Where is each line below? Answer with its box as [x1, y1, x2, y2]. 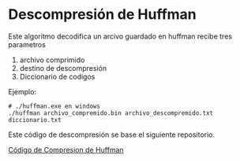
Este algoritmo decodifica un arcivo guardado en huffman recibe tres [8, 31, 233, 41]
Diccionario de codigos [19, 72, 96, 81]
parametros [8, 39, 46, 49]
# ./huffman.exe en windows [8, 102, 101, 110]
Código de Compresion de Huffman [8, 145, 124, 154]
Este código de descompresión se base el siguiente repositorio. [8, 130, 216, 139]
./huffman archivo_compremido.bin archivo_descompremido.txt [8, 109, 214, 117]
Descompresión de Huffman [8, 6, 197, 24]
